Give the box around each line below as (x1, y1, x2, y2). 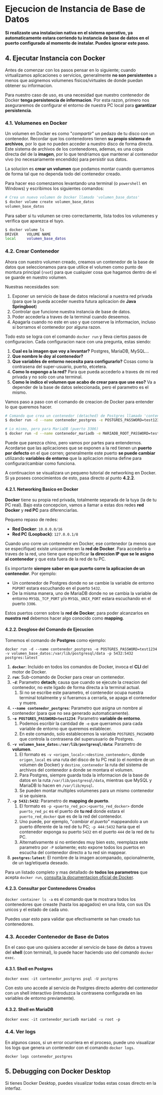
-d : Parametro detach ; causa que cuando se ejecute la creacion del (12, 679, 147, 685)
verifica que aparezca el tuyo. (5, 218, 65, 224)
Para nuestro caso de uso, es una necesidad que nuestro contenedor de (5, 92, 150, 98)
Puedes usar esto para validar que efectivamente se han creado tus (5, 916, 141, 922)
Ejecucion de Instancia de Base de (5, 3, 146, 15)
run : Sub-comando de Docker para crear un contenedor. (12, 674, 125, 680)
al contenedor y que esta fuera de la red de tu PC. (5, 556, 106, 562)
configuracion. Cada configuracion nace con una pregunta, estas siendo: (5, 338, 151, 344)
